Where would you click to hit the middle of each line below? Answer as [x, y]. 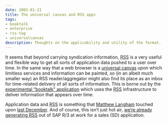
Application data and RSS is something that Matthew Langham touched [79, 104]
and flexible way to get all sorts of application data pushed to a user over [81, 62]
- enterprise [19, 29]
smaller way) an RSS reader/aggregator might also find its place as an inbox [84, 78]
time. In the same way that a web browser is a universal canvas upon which [84, 68]
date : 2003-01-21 [23, 10]
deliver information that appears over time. [50, 94]
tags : [11, 19]
